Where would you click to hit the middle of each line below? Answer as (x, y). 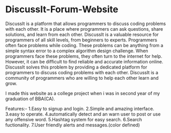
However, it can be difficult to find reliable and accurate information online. (84, 61)
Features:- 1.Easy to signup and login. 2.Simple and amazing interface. (80, 108)
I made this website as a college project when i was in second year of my (83, 93)
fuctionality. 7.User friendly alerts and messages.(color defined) (73, 125)
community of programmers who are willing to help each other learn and (82, 78)
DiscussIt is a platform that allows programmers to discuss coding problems (85, 24)
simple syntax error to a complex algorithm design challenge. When (77, 51)
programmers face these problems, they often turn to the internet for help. (84, 56)
